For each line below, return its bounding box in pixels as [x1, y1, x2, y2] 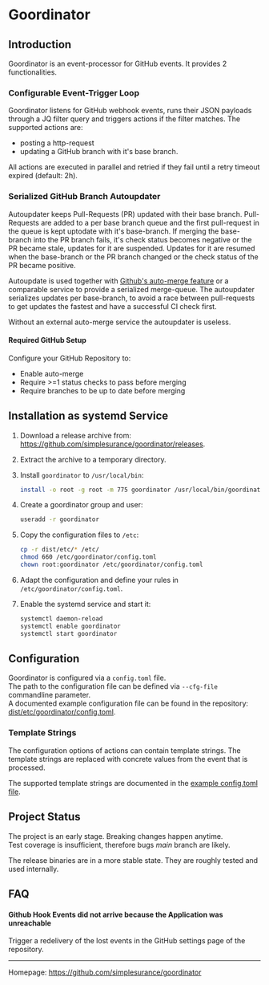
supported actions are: [8, 123, 83, 132]
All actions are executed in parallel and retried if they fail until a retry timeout [8, 162, 260, 172]
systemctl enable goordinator [19, 622, 122, 630]
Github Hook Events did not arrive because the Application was [8, 910, 223, 919]
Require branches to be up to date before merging [19, 385, 186, 395]
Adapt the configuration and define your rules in [19, 575, 179, 584]
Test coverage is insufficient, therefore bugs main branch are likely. [8, 840, 231, 849]
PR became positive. [8, 260, 76, 270]
